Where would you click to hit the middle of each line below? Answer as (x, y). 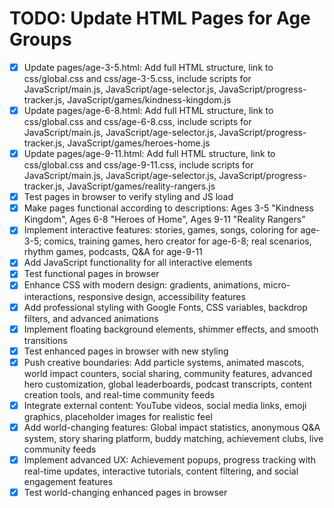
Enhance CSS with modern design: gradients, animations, (142, 285)
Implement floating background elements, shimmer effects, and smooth (171, 329)
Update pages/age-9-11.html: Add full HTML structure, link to (149, 154)
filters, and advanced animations (91, 318)
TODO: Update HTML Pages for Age (160, 18)
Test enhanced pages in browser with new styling (126, 351)
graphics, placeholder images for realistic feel (118, 416)
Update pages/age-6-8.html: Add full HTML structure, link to (148, 110)
